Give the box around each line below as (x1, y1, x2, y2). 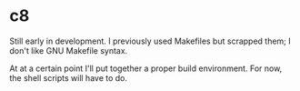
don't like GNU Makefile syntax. (9, 45, 128, 56)
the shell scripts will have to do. (9, 72, 128, 83)
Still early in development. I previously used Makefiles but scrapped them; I (9, 35, 291, 46)
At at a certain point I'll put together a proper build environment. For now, (9, 63, 283, 74)
